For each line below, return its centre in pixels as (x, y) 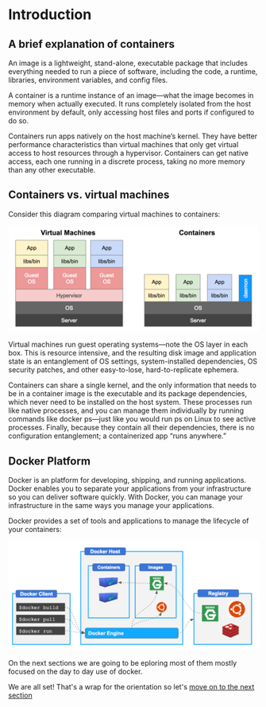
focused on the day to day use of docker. (75, 671)
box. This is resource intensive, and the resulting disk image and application (132, 353)
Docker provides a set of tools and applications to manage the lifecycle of (129, 521)
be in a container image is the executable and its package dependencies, (128, 394)
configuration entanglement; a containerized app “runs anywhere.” (117, 436)
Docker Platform (50, 461)
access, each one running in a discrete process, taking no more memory (127, 161)
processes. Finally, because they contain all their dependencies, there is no (131, 428)
